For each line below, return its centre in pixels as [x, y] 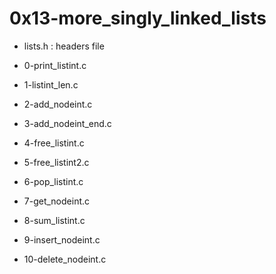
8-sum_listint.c [54, 220]
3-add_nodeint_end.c [67, 123]
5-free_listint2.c [56, 162]
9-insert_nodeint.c [62, 239]
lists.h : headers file [64, 46]
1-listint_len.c [51, 84]
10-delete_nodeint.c [65, 259]
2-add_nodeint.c [58, 104]
